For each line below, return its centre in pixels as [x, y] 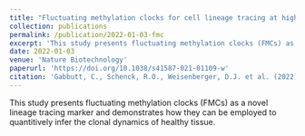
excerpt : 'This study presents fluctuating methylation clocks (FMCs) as [152, 43]
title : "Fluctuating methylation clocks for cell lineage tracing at [144, 18]
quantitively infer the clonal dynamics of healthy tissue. [113, 121]
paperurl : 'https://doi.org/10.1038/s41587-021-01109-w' [119, 69]
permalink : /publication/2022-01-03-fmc [87, 34]
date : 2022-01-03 [42, 52]
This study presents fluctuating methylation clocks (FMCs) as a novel [139, 102]
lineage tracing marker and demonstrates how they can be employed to [143, 112]
